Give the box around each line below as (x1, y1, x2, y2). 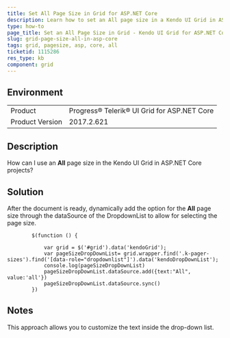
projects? (7, 166, 34, 174)
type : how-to (7, 23, 44, 30)
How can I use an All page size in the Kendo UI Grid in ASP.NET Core (7, 159, 202, 167)
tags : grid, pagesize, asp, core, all (7, 42, 118, 49)
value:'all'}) (7, 274, 48, 282)
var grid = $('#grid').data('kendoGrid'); (43, 245, 167, 251)
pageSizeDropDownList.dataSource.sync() (43, 280, 161, 287)
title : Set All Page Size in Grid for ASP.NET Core (7, 10, 157, 17)
